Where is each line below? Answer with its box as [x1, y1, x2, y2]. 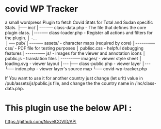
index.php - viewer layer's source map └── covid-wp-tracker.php [15, 65, 147, 71]
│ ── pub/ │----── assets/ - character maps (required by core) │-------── [5, 40, 155, 46]
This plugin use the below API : [5, 103, 132, 113]
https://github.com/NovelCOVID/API [5, 118, 77, 124]
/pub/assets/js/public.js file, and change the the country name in [5, 80, 134, 86]
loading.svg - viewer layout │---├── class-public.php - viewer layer [5, 61, 142, 66]
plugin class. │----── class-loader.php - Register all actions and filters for [5, 30, 153, 35]
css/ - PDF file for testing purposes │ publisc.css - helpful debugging [5, 45, 144, 51]
